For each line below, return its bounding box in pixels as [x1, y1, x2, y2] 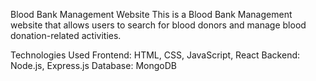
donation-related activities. [10, 30, 122, 41]
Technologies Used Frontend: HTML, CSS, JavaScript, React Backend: [10, 49, 301, 61]
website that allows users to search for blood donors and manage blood [10, 19, 307, 31]
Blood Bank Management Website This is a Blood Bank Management [10, 9, 293, 20]
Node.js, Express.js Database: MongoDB [10, 60, 177, 71]
